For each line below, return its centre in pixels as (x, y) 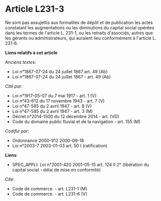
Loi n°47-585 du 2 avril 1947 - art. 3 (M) (52, 111)
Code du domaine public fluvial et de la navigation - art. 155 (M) (76, 121)
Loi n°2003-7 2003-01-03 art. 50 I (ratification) (60, 145)
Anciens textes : (21, 62)
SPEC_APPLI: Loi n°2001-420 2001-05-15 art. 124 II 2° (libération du (80, 164)
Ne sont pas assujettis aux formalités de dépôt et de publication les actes (79, 22)
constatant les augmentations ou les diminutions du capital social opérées (80, 27)
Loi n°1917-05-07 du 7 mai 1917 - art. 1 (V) (54, 96)
